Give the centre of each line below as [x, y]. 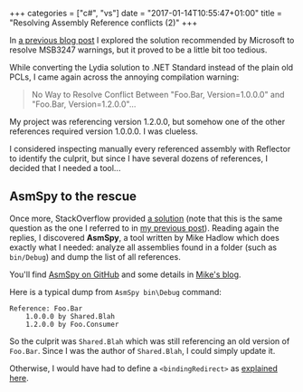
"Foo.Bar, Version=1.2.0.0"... [84, 104]
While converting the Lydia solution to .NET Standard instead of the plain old [151, 67]
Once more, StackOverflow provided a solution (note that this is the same [146, 218]
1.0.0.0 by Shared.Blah [71, 316]
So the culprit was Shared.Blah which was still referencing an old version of [150, 341]
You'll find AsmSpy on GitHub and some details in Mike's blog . [125, 274]
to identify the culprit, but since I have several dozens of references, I [139, 158]
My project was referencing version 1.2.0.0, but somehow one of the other [147, 122]
